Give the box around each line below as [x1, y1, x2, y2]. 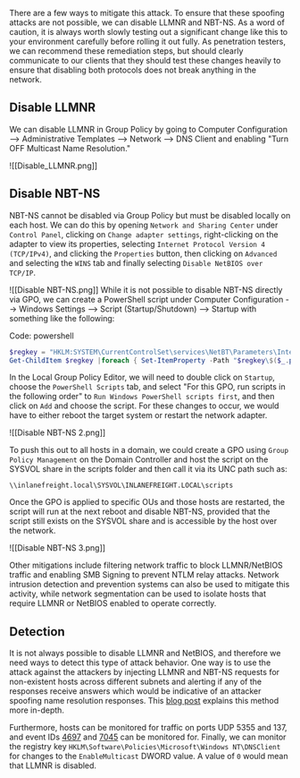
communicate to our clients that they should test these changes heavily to [9, 56, 281, 65]
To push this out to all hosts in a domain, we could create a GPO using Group [9, 445, 288, 456]
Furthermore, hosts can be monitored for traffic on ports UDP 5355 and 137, [9, 722, 287, 733]
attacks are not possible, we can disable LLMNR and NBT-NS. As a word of [9, 17, 286, 28]
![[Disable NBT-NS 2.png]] [9, 427, 106, 438]
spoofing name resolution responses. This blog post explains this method [9, 696, 279, 706]
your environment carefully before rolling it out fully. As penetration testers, [9, 36, 286, 47]
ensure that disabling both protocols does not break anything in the [9, 64, 257, 75]
